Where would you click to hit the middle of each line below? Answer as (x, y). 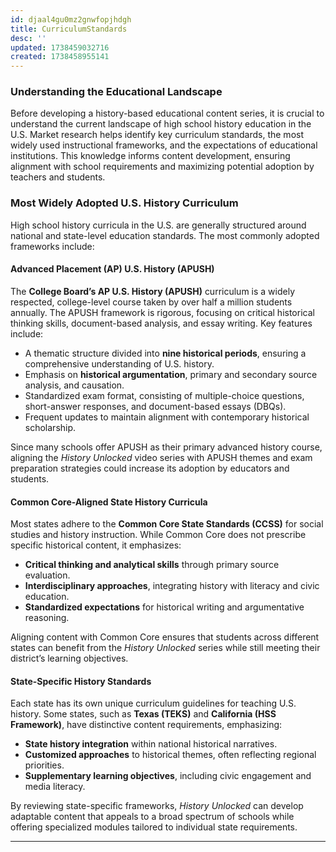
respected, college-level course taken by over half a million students (151, 302)
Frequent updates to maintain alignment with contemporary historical (167, 417)
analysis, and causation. (74, 385)
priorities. (44, 765)
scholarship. (50, 427)
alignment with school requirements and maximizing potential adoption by (162, 167)
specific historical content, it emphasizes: (96, 545)
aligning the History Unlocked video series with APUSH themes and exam (161, 457)
